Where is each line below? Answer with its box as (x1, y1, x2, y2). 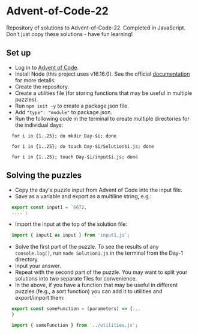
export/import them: (14, 294, 65, 302)
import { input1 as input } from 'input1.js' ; (11, 232, 130, 238)
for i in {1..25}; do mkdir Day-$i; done (11, 133, 117, 139)
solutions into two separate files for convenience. (14, 275, 137, 282)
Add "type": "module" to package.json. (14, 108, 113, 115)
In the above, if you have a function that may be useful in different (14, 281, 178, 289)
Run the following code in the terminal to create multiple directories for (14, 115, 190, 122)
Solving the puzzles (6, 170, 82, 181)
